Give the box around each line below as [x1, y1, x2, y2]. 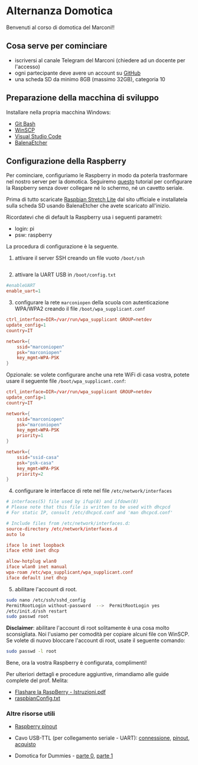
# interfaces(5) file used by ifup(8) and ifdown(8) [6, 499, 139, 505]
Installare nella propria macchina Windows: [6, 109, 111, 116]
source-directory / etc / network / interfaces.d [6, 526, 118, 532]
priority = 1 [17, 433, 44, 439]
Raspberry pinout [14, 723, 57, 730]
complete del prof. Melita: [6, 677, 69, 684]
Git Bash [14, 120, 35, 127]
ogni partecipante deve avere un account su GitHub [14, 69, 141, 76]
